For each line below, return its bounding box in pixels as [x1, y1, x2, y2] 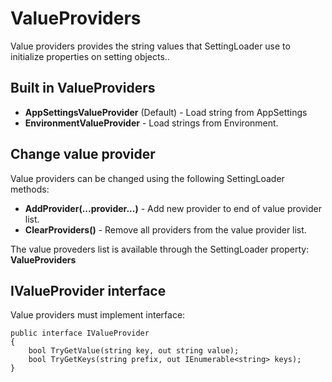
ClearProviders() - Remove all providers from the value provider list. [24, 223, 307, 236]
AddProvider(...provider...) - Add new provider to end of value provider [24, 202, 322, 214]
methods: [10, 183, 50, 195]
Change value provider [10, 146, 156, 163]
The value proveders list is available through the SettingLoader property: [10, 243, 310, 255]
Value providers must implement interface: [10, 309, 186, 321]
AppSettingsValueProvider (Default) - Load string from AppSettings [24, 106, 308, 118]
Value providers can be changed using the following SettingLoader [10, 172, 285, 184]
